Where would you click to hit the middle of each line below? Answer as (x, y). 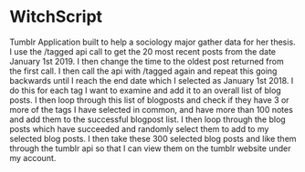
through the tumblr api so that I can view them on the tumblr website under (150, 148)
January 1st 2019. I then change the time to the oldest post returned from (147, 61)
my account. (33, 157)
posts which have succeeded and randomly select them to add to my (139, 128)
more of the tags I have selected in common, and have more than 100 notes (152, 109)
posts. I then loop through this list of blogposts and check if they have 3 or (149, 100)
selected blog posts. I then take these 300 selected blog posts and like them (153, 138)
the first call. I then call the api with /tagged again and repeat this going (143, 71)
